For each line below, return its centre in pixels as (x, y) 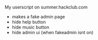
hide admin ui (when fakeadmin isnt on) (52, 32)
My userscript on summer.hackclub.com (46, 7)
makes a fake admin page (38, 17)
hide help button (29, 22)
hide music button (30, 27)
